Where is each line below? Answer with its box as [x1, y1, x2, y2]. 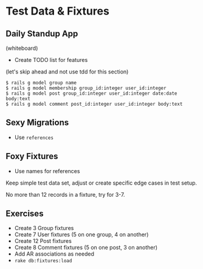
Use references [14, 134, 54, 141]
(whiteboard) [5, 44, 38, 52]
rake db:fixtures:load [14, 258, 72, 264]
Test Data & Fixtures [5, 4, 110, 18]
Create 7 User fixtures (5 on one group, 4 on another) [14, 231, 149, 238]
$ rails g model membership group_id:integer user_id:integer [5, 85, 167, 91]
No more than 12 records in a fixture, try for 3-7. [5, 191, 125, 198]
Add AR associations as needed [14, 250, 95, 257]
